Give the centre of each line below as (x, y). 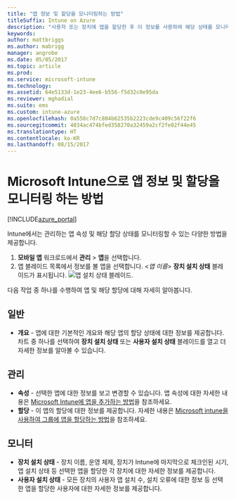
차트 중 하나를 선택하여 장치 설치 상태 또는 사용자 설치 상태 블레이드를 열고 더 (122, 341)
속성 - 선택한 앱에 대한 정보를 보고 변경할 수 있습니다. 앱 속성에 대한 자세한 (119, 393)
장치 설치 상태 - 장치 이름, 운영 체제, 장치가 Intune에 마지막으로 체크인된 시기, (123, 462)
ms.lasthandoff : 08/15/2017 (48, 145)
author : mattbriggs (36, 40)
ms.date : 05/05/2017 (38, 60)
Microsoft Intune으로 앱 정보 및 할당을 (113, 182)
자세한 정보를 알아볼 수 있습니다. (61, 350)
